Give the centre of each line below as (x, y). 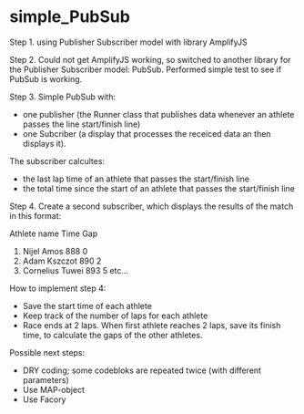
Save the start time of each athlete (87, 305)
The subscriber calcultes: (57, 160)
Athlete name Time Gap (54, 233)
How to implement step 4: (58, 288)
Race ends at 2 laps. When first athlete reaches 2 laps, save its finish (152, 325)
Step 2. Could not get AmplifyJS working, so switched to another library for (150, 59)
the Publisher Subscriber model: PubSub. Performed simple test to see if (146, 69)
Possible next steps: (47, 352)
